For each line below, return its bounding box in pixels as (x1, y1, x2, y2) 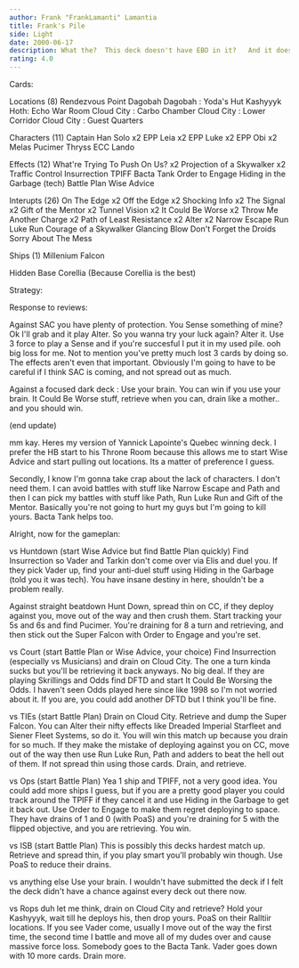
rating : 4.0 (9, 54, 53, 63)
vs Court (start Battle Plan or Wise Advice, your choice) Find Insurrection (9, 647, 277, 657)
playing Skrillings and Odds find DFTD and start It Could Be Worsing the (9, 675, 273, 686)
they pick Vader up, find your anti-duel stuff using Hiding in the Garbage (9, 565, 274, 575)
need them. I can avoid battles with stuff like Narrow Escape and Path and (9, 483, 280, 493)
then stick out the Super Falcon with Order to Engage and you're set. (9, 630, 261, 639)
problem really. (9, 584, 64, 594)
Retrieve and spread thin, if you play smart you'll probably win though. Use (9, 850, 283, 860)
